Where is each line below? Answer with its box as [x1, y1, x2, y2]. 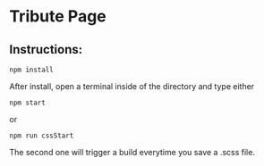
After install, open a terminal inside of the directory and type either [9, 81, 255, 91]
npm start [9, 98, 47, 107]
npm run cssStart [9, 131, 74, 140]
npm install [9, 65, 54, 74]
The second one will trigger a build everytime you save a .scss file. [9, 147, 255, 157]
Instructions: [9, 42, 83, 57]
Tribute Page [9, 6, 107, 27]
